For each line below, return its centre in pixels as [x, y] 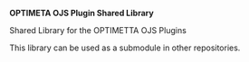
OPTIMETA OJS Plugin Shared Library [81, 13]
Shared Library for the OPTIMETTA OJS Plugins [98, 30]
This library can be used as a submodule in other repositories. [125, 48]
